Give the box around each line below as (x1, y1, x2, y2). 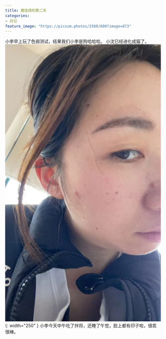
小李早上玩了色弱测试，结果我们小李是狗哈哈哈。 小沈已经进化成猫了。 (5, 39, 149, 45)
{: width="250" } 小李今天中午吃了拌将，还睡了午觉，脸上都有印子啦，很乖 (5, 323, 157, 329)
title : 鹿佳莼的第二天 (5, 8, 47, 13)
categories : (5, 13, 30, 18)
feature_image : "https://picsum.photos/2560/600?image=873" (5, 24, 132, 29)
